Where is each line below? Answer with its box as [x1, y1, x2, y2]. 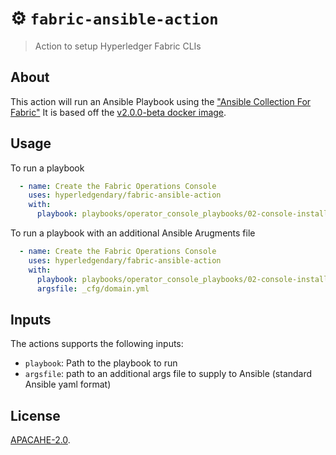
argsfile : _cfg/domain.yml [36, 283, 150, 294]
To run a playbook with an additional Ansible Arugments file [10, 227, 256, 239]
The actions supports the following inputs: [10, 338, 184, 350]
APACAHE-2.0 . [10, 434, 71, 446]
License [10, 407, 61, 424]
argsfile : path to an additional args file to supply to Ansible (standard [24, 368, 313, 380]
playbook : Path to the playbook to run [24, 357, 178, 369]
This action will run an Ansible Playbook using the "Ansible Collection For [10, 95, 312, 107]
